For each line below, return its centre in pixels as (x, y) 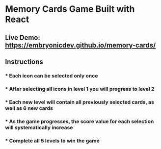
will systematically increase (39, 127)
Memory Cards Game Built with (70, 9)
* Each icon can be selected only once (52, 75)
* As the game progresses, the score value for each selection (80, 121)
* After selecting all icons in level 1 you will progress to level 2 (80, 89)
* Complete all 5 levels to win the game (52, 141)
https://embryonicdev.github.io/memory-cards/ (80, 45)
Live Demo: (23, 37)
